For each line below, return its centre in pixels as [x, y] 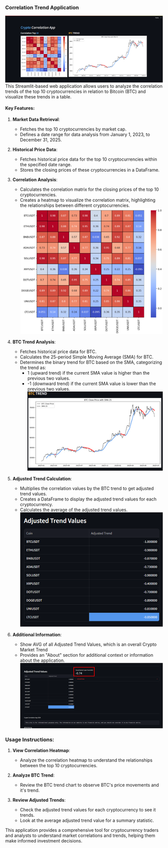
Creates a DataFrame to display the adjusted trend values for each [88, 499]
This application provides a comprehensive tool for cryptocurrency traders [82, 830]
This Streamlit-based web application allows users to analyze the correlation [84, 86]
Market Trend [34, 650]
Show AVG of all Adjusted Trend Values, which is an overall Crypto [88, 644]
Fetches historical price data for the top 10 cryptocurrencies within [88, 159]
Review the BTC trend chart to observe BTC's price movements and [89, 785]
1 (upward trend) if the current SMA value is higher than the [88, 373]
